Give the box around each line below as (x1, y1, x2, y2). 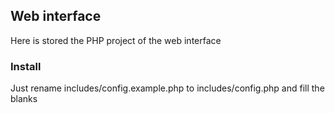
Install (10, 59, 42, 73)
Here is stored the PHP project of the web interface (10, 34, 222, 46)
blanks (10, 93, 38, 105)
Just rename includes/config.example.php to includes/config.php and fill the (10, 82, 325, 94)
